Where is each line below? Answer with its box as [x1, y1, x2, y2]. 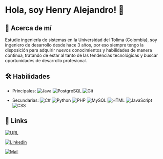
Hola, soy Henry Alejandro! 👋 [5, 4, 124, 16]
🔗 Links [5, 117, 28, 125]
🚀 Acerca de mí [5, 24, 52, 32]
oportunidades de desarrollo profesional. [5, 58, 87, 63]
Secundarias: [12, 97, 39, 103]
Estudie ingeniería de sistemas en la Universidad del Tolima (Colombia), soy [5, 37, 158, 43]
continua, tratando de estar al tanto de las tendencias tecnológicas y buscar [5, 52, 158, 58]
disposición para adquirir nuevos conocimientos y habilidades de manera [5, 47, 152, 53]
